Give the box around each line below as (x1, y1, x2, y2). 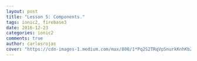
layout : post (6, 8, 38, 15)
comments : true (6, 35, 43, 41)
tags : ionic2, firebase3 (6, 19, 67, 25)
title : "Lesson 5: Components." (6, 14, 85, 20)
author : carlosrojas (6, 41, 57, 47)
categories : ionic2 (6, 30, 54, 36)
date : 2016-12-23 (6, 24, 49, 31)
